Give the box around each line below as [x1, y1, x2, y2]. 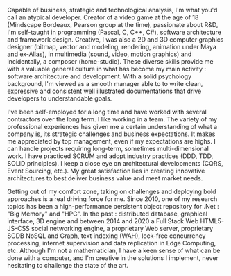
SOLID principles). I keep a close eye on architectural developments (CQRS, [7, 159, 223, 167]
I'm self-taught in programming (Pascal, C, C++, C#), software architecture [7, 28, 222, 36]
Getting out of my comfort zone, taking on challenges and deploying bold [7, 187, 216, 196]
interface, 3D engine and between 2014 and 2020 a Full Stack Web [7, 217, 199, 225]
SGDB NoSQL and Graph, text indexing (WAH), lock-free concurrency [7, 232, 206, 240]
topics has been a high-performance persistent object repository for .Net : [7, 202, 220, 210]
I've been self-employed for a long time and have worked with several [7, 107, 207, 116]
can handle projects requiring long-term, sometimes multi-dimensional [7, 145, 209, 153]
